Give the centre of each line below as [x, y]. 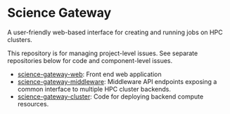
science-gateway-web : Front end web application [89, 74]
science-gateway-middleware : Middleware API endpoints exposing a [117, 81]
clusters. [20, 39]
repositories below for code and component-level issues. [90, 60]
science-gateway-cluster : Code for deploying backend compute [110, 97]
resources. [33, 104]
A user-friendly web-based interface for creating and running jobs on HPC [115, 32]
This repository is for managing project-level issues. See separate [103, 53]
